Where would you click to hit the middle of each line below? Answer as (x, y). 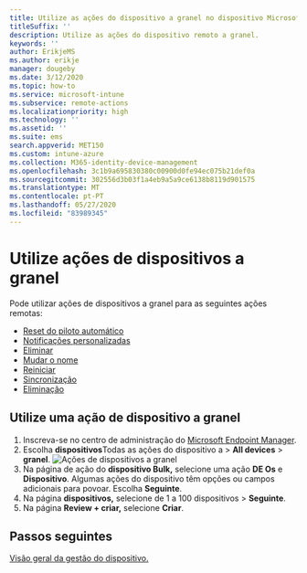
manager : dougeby (42, 69)
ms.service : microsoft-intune (67, 94)
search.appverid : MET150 (57, 145)
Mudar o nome (50, 360)
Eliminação (43, 388)
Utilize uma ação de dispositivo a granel (125, 418)
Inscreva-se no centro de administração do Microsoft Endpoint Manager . (159, 440)
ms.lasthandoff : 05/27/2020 (63, 205)
